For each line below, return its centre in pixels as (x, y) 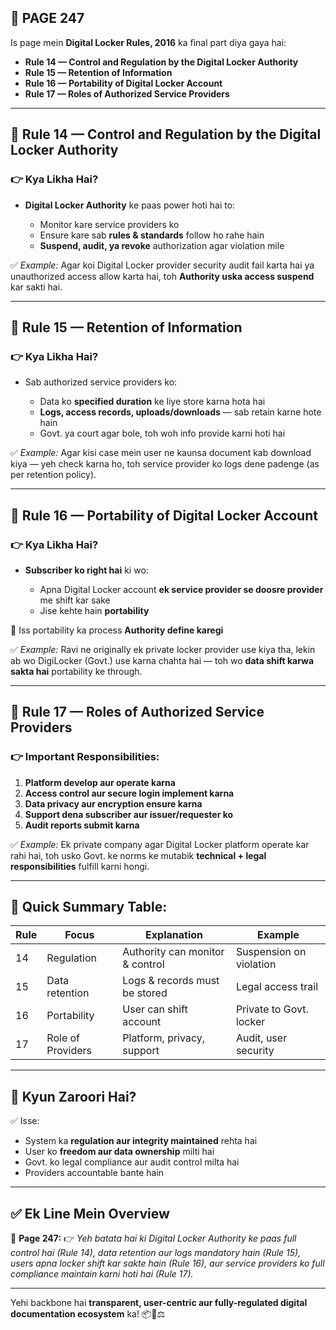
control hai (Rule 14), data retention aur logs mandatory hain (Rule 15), (156, 1252)
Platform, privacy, (163, 1038)
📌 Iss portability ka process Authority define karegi (117, 630)
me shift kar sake (75, 600)
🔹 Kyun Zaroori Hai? (73, 1096)
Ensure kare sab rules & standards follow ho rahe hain (152, 235)
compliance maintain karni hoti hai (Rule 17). (102, 1274)
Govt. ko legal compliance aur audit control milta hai (132, 1162)
